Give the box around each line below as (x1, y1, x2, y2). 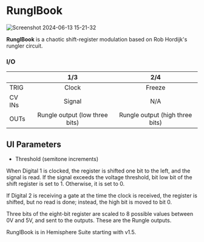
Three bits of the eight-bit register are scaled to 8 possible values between (6, 210, 194, 218)
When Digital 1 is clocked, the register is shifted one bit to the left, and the (6, 167, 191, 174)
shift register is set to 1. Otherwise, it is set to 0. (6, 180, 125, 188)
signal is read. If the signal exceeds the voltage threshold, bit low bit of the (6, 174, 192, 181)
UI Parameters (6, 139, 62, 149)
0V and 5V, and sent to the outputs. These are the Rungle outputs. (6, 217, 172, 224)
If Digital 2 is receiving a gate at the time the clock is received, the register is (6, 192, 197, 199)
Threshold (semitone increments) (15, 155, 99, 163)
